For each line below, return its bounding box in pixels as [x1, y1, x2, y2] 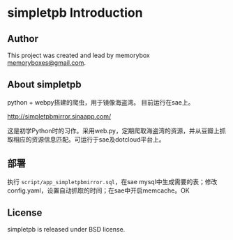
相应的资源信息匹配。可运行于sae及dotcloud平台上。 [13, 135, 165, 144]
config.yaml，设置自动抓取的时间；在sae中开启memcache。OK [7, 186, 190, 195]
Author [7, 33, 38, 45]
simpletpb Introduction [7, 5, 143, 21]
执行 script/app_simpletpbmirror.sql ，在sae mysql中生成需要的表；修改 [7, 177, 218, 186]
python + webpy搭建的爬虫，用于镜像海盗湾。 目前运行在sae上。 [7, 98, 195, 106]
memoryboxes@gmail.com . [7, 59, 86, 67]
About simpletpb [7, 79, 82, 91]
